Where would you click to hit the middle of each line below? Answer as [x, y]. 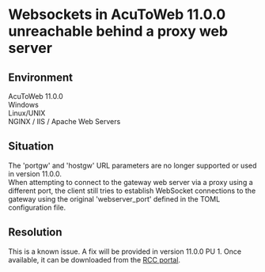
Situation [31, 147]
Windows [24, 105]
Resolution [35, 232]
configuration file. [37, 207]
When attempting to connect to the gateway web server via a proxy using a [131, 182]
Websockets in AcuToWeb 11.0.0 [117, 15]
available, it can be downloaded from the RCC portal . [94, 259]
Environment [41, 77]
